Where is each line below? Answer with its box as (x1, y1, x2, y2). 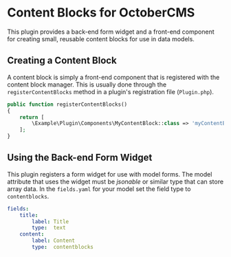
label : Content (32, 237, 76, 245)
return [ (19, 113, 45, 121)
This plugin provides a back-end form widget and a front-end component (7, 27, 214, 36)
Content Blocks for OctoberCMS (7, 5, 195, 21)
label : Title (32, 218, 69, 225)
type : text (32, 225, 67, 232)
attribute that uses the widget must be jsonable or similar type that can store (7, 177, 224, 186)
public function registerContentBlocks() (7, 101, 128, 108)
